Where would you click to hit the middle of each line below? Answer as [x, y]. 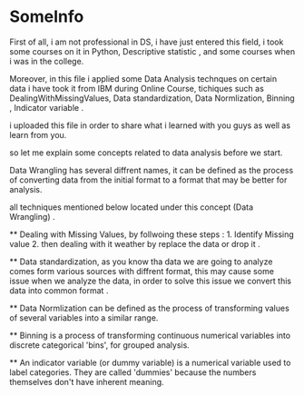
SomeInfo [47, 17]
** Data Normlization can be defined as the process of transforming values [150, 308]
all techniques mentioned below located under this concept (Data [132, 207]
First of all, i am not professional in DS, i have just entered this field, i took [147, 42]
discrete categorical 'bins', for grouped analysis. [100, 345]
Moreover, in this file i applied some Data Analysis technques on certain [143, 78]
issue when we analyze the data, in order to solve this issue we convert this [151, 281]
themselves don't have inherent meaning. [87, 381]
